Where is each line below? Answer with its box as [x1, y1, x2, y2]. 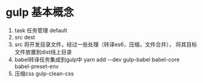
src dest [14, 33, 35, 41]
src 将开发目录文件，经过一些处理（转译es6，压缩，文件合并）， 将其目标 [14, 41, 198, 48]
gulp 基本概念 [5, 5, 74, 19]
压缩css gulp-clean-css [14, 70, 74, 77]
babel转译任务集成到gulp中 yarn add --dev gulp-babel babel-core [14, 56, 180, 63]
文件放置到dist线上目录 [14, 48, 72, 55]
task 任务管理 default [14, 27, 67, 34]
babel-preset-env [14, 62, 59, 70]
